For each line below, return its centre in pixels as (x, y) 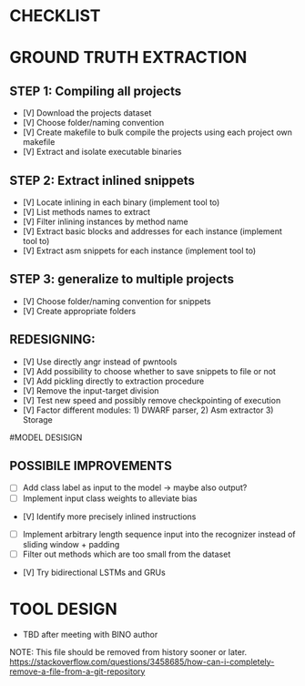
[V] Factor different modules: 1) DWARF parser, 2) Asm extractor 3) (148, 410)
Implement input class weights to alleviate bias (110, 498)
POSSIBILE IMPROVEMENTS (91, 466)
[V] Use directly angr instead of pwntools (100, 362)
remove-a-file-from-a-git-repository (77, 671)
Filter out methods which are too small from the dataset (127, 554)
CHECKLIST (56, 16)
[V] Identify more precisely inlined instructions (109, 517)
